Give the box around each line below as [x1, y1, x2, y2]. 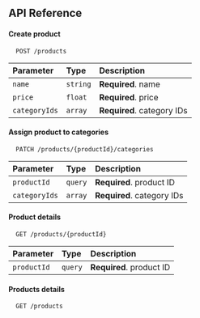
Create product [8, 28, 61, 39]
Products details [8, 284, 65, 294]
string [66, 79, 91, 88]
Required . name [99, 78, 160, 90]
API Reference [8, 6, 83, 20]
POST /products [15, 47, 67, 55]
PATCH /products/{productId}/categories [15, 145, 154, 153]
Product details [8, 212, 62, 222]
